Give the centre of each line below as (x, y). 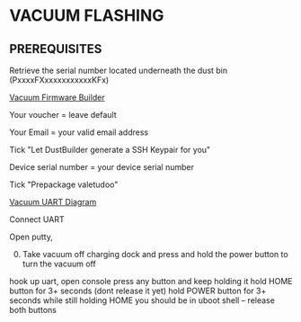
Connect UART (37, 219)
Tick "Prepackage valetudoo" (64, 184)
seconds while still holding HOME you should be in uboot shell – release (142, 300)
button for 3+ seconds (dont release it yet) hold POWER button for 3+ (138, 291)
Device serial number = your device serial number (102, 167)
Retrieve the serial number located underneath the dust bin (119, 70)
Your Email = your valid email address (79, 132)
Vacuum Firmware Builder (57, 97)
